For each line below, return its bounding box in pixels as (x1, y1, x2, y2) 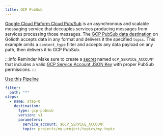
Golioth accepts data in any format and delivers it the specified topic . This (5, 36, 156, 42)
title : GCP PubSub (5, 7, 43, 12)
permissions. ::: (5, 67, 36, 72)
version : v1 (18, 113, 43, 117)
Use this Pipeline (5, 76, 39, 82)
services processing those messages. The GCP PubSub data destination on (5, 31, 158, 37)
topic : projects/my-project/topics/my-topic (23, 126, 115, 131)
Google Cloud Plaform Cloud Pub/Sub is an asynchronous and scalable (5, 21, 149, 26)
